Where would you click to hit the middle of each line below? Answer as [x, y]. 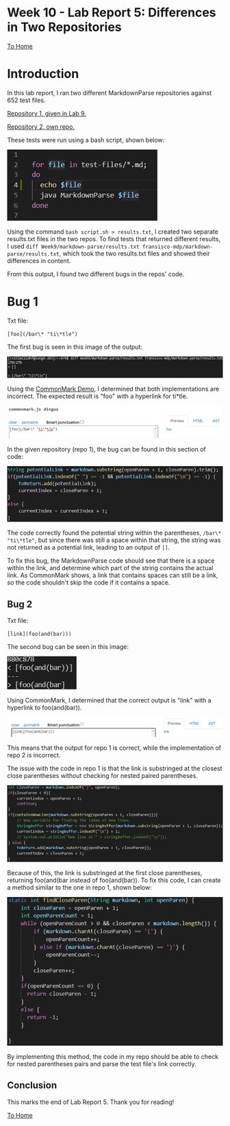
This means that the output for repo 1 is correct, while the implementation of [114, 748]
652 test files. [26, 100]
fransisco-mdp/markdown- [178, 247]
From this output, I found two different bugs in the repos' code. [96, 274]
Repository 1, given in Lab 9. [47, 113]
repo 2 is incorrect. [34, 755]
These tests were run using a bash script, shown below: [86, 140]
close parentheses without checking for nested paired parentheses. [103, 775]
